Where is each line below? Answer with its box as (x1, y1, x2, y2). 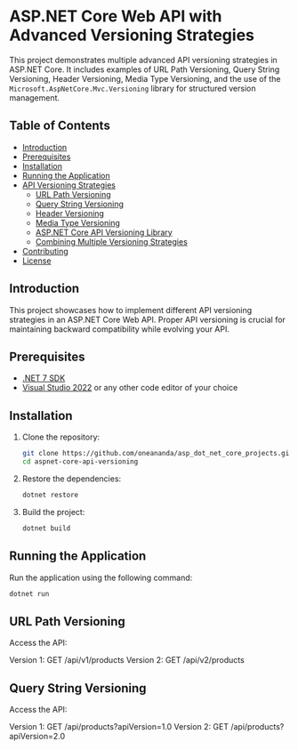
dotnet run (9, 589, 50, 598)
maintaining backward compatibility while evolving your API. (9, 323, 230, 335)
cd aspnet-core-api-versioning (21, 457, 139, 466)
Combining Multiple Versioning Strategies (35, 236, 189, 246)
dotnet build (21, 523, 71, 533)
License (21, 255, 52, 266)
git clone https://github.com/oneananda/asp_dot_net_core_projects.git (21, 449, 294, 458)
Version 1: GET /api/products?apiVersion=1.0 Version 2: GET (9, 722, 230, 731)
